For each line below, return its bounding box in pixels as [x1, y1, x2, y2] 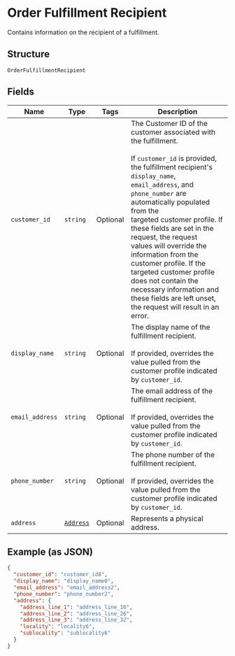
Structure [7, 48, 50, 60]
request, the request [130, 232, 198, 242]
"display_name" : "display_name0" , [13, 578, 114, 585]
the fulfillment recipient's [130, 162, 213, 172]
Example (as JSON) [7, 546, 93, 557]
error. [130, 311, 150, 320]
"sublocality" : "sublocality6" [20, 629, 111, 637]
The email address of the [130, 386, 213, 396]
